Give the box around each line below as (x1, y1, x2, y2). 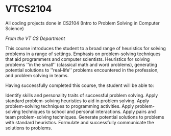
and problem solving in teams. (5, 72, 69, 78)
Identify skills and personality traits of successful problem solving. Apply (5, 92, 158, 98)
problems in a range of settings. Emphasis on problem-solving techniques (5, 51, 161, 57)
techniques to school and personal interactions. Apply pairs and (21, 108, 156, 115)
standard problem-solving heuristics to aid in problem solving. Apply (5, 98, 150, 104)
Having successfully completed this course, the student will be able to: (5, 82, 154, 88)
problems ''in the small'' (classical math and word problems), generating (5, 61, 157, 67)
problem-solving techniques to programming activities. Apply (5, 103, 134, 109)
